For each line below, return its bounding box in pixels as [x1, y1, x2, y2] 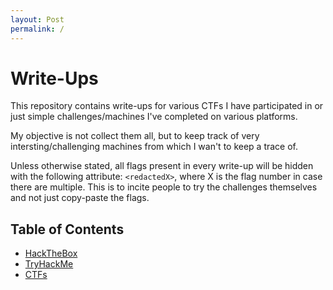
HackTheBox [24, 247, 78, 260]
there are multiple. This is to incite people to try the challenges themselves [10, 181, 318, 193]
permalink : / [10, 24, 65, 34]
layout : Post [10, 14, 65, 25]
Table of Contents [10, 221, 125, 238]
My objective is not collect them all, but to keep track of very [10, 130, 260, 142]
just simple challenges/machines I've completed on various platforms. [10, 111, 298, 123]
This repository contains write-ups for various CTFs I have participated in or [10, 100, 324, 112]
